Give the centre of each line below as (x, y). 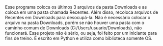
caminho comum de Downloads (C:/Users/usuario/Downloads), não (74, 28)
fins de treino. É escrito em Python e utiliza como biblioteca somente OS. (79, 38)
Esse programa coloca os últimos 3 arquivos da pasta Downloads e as (76, 7)
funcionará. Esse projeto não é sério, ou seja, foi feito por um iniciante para (81, 33)
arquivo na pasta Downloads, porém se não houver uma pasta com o (75, 23)
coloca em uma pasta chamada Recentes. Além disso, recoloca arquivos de (82, 12)
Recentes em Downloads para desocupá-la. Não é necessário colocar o (78, 17)
